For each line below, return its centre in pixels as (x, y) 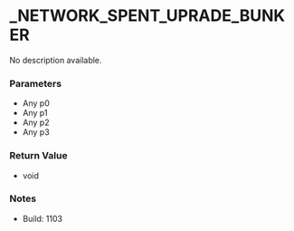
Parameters (35, 83)
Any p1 (35, 113)
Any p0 (36, 103)
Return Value (38, 156)
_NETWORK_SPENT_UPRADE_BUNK (147, 16)
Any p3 (36, 132)
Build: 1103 (43, 218)
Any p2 (36, 122)
